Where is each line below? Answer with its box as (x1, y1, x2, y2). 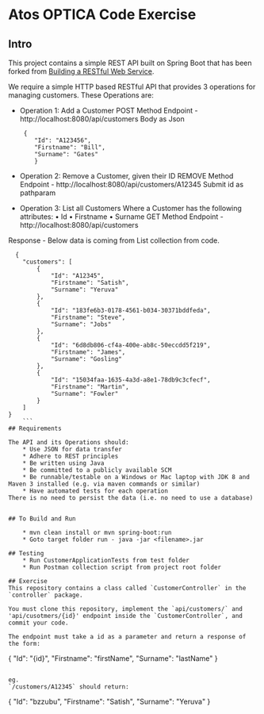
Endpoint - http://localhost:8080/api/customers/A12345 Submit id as (19, 180, 244, 189)
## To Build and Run (8, 515, 77, 523)
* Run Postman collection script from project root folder (22, 563, 222, 571)
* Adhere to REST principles (22, 452, 119, 460)
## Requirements (8, 424, 62, 432)
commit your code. (8, 619, 69, 627)
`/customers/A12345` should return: (8, 683, 129, 691)
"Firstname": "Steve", (50, 313, 126, 321)
